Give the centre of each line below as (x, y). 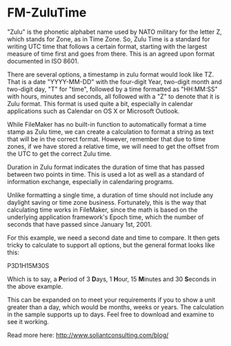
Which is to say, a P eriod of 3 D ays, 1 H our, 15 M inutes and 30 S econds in (112, 279)
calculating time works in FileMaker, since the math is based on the (102, 210)
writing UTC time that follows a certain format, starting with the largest (107, 46)
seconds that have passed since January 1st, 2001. (80, 224)
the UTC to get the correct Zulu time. (59, 154)
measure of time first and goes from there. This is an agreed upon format (111, 54)
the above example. (35, 286)
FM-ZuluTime (47, 13)
